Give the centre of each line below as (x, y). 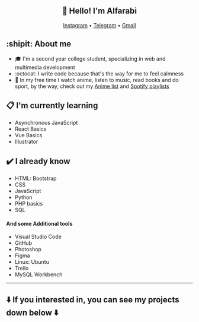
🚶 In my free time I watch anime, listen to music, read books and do (97, 80)
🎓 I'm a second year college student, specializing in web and (90, 59)
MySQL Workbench (38, 274)
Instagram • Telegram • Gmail (99, 25)
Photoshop (28, 250)
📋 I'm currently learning (52, 105)
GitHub (23, 243)
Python (23, 197)
